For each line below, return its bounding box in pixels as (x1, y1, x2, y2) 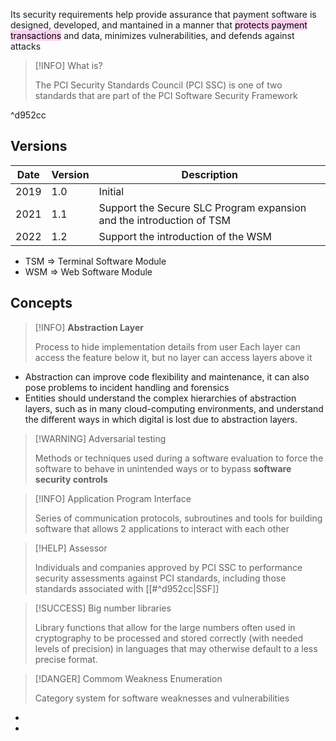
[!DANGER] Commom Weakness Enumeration (34, 672, 223, 684)
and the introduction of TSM (98, 213, 232, 227)
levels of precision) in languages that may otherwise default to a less (34, 642, 318, 654)
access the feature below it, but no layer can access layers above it (34, 351, 313, 363)
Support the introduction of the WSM (98, 229, 273, 243)
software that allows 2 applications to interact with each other (34, 522, 290, 534)
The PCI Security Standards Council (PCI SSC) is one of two (34, 79, 283, 91)
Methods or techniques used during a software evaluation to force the (34, 452, 324, 464)
